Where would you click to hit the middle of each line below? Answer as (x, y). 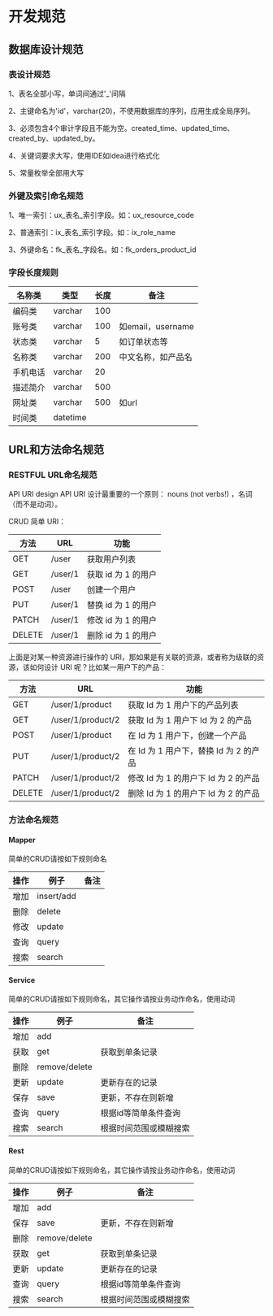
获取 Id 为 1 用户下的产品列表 (183, 706)
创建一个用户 (111, 590)
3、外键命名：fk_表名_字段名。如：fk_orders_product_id (102, 250)
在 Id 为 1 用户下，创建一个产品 (187, 736)
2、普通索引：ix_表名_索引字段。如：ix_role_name (92, 232)
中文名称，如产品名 (156, 357)
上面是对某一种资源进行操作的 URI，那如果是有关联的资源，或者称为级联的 (133, 657)
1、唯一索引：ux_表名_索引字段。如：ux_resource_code (102, 215)
